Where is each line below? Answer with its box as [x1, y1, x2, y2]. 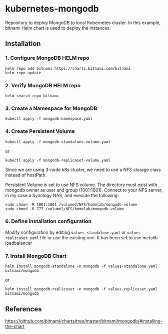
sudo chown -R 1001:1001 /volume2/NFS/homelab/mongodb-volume [5, 202, 137, 207]
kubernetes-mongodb [5, 3, 99, 15]
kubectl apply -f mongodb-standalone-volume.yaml [5, 139, 111, 144]
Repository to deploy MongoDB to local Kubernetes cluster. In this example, [5, 20, 161, 26]
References [5, 304, 42, 313]
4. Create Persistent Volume [5, 128, 75, 135]
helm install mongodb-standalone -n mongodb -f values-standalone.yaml [5, 264, 157, 269]
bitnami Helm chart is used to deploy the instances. [5, 25, 111, 31]
